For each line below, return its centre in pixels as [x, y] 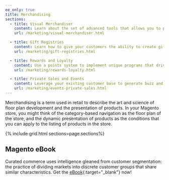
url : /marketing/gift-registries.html [55, 51]
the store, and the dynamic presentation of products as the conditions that [82, 118]
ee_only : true [20, 10]
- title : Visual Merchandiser [41, 24]
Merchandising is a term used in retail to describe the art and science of [80, 102]
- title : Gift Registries [37, 42]
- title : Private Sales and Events [47, 79]
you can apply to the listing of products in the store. [59, 124]
